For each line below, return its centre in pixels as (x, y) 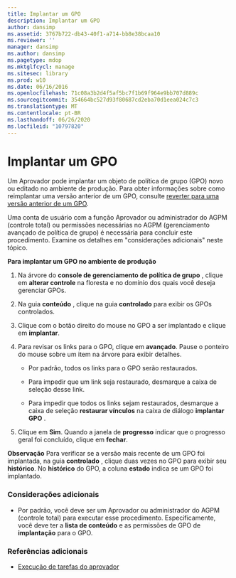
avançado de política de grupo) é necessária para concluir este (100, 232)
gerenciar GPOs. (42, 290)
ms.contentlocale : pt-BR (44, 113)
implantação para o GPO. (55, 532)
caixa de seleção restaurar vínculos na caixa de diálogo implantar (126, 411)
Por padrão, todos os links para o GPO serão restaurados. (113, 368)
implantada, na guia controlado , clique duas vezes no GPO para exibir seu (117, 461)
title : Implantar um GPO (44, 14)
